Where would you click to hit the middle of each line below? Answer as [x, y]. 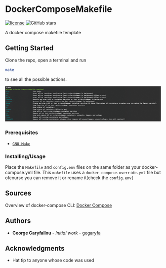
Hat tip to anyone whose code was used [53, 260]
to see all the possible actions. [36, 79]
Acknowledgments [35, 248]
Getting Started [29, 48]
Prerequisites [21, 133]
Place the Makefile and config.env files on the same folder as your [73, 167]
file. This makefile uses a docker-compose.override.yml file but [97, 172]
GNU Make [21, 144]
